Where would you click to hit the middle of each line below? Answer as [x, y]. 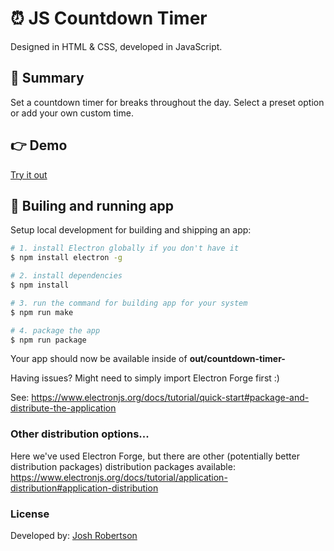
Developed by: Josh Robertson [74, 535]
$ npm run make [42, 312]
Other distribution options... [80, 434]
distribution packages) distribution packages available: [123, 466]
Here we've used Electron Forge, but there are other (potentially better [155, 456]
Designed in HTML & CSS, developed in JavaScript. [116, 46]
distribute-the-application [63, 408]
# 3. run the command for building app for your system [129, 303]
